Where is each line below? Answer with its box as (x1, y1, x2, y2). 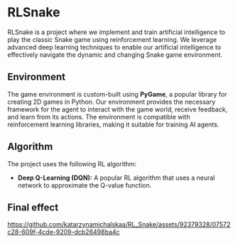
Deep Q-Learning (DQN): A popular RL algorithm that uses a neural (17, 173, 215, 182)
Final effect (7, 201, 59, 213)
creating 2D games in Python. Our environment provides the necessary (7, 97, 216, 106)
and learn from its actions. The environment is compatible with (7, 112, 190, 121)
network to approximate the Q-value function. (17, 180, 152, 189)
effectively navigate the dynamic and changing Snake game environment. (7, 50, 222, 59)
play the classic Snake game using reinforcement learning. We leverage (7, 35, 217, 43)
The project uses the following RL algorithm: (7, 159, 137, 168)
